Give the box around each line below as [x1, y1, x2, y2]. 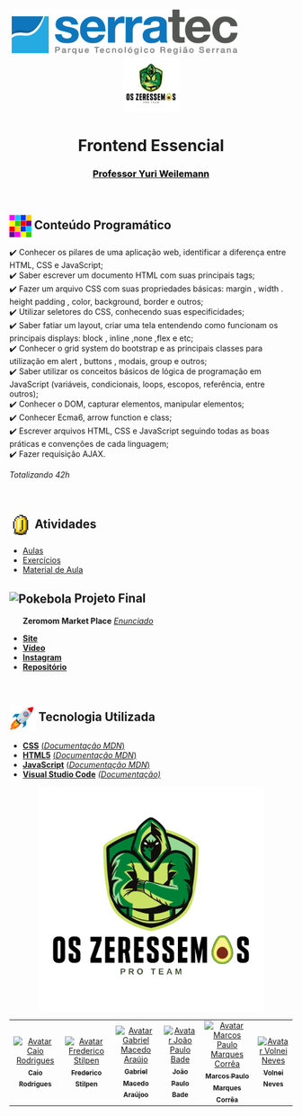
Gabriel [124, 1067, 148, 1076]
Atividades [34, 516, 97, 531]
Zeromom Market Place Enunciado [22, 615, 155, 626]
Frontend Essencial [77, 136, 225, 156]
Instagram [22, 652, 62, 663]
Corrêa [216, 1095, 238, 1104]
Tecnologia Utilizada [38, 710, 155, 725]
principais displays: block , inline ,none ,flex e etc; [9, 333, 194, 344]
